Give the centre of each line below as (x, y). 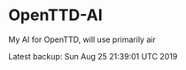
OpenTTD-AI (55, 15)
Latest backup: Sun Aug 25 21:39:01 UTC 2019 (93, 56)
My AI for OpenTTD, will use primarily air (82, 39)
